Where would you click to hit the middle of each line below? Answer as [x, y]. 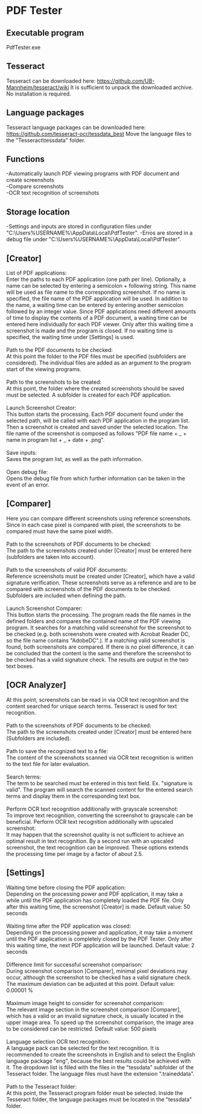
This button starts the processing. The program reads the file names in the [99, 615]
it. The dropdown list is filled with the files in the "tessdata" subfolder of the [100, 1067]
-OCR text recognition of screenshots [53, 193]
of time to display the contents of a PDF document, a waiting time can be [97, 318]
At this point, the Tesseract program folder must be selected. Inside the [95, 1093]
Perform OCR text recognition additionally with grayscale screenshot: [92, 809]
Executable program [45, 33]
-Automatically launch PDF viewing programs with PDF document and [93, 173]
